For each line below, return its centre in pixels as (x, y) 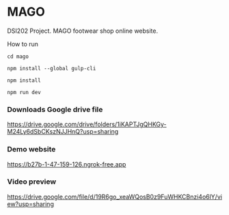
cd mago (18, 56)
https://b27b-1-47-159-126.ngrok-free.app (67, 164)
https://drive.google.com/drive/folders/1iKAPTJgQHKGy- (87, 124)
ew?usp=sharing (31, 204)
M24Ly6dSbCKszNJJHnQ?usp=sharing (63, 132)
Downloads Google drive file (55, 109)
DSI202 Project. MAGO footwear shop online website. (83, 31)
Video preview (32, 182)
